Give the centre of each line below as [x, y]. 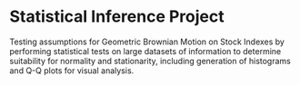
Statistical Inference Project [117, 17]
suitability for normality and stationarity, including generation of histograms [150, 61]
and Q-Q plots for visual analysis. [72, 71]
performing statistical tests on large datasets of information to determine [145, 51]
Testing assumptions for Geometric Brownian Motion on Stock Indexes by [147, 42]
